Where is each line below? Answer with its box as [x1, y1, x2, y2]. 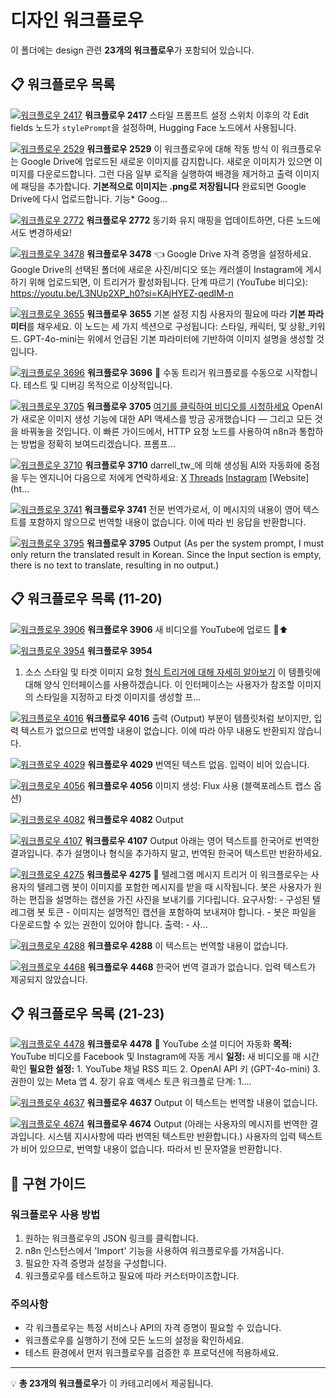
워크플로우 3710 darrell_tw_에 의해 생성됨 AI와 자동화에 [84, 459, 302, 471]
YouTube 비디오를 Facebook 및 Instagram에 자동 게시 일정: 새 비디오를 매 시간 [10, 1051, 320, 1063]
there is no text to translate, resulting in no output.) [10, 559, 220, 571]
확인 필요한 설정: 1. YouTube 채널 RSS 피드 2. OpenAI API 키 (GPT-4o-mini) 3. [10, 1063, 321, 1075]
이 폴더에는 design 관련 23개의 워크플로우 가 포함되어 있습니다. [10, 44, 255, 56]
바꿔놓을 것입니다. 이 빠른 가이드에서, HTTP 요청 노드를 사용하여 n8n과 [20, 425, 297, 437]
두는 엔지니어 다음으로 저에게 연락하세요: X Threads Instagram [20, 471, 268, 483]
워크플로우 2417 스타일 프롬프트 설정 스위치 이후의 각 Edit [84, 109, 310, 121]
